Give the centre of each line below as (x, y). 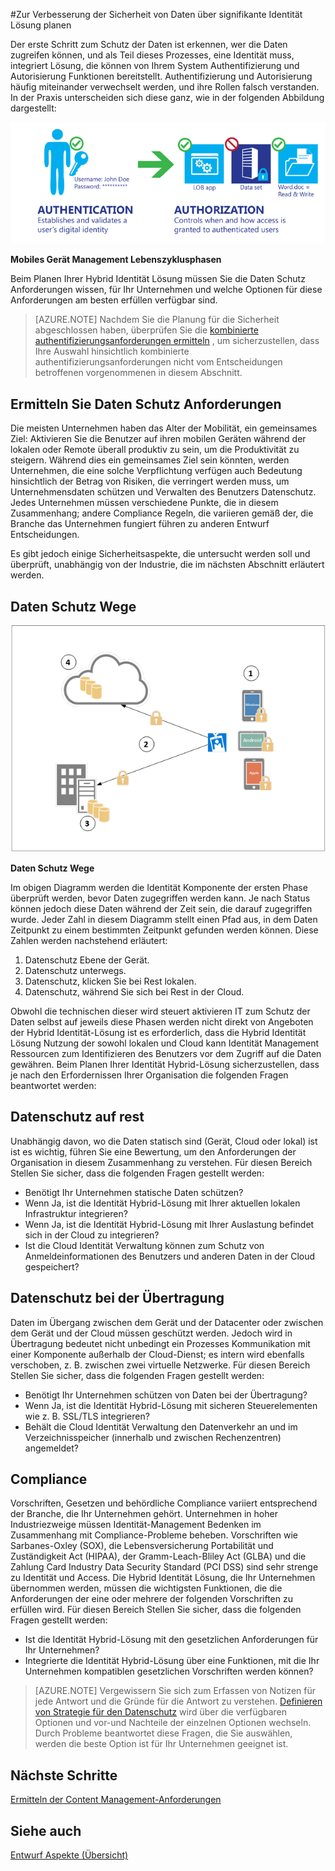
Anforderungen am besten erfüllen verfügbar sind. (114, 300)
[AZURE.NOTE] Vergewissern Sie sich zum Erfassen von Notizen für (175, 1691)
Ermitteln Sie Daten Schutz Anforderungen (146, 404)
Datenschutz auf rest (77, 1117)
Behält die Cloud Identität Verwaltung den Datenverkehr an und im (161, 1426)
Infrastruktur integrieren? (76, 1213)
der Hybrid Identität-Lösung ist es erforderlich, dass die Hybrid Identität (158, 1032)
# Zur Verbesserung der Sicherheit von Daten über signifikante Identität (156, 14)
